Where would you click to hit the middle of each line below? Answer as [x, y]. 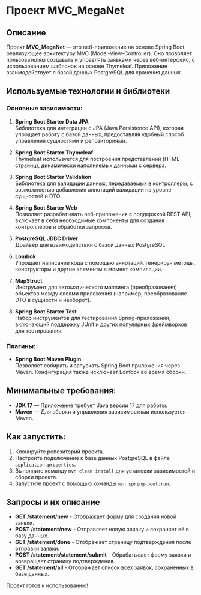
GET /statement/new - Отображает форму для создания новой [96, 516]
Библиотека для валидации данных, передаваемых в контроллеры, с [104, 183]
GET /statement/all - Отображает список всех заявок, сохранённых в [104, 567]
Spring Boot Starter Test [46, 311]
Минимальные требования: [61, 391]
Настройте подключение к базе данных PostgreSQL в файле [92, 458]
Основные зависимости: [44, 109]
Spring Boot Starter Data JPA [52, 121]
